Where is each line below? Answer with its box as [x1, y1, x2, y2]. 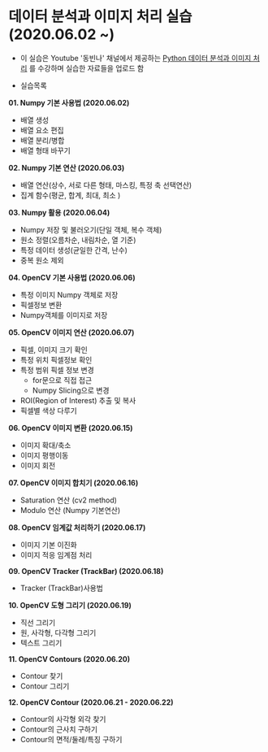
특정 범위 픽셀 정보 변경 [19, 365, 95, 375]
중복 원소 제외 [19, 255, 64, 265]
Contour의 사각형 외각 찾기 [19, 714, 106, 724]
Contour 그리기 [19, 680, 70, 691]
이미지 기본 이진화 [19, 540, 77, 550]
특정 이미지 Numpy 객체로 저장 [19, 289, 119, 299]
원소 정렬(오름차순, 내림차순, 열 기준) [19, 235, 136, 245]
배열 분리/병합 [19, 135, 65, 145]
